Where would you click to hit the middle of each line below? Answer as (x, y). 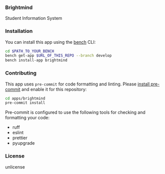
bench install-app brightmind (36, 60)
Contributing (21, 73)
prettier (20, 138)
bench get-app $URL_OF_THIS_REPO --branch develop (58, 56)
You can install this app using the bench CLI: (51, 42)
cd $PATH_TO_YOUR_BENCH (30, 51)
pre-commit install (25, 103)
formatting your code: (27, 118)
